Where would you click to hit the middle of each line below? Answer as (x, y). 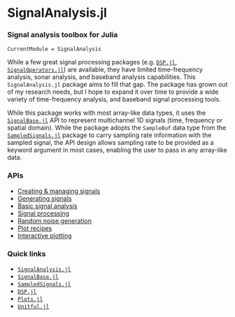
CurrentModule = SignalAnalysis (54, 49)
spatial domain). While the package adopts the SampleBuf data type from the (117, 128)
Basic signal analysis (47, 206)
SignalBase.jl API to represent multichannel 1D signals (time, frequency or (115, 120)
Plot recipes (35, 228)
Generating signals (44, 198)
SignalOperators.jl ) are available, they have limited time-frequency (105, 70)
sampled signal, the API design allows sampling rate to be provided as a (111, 143)
